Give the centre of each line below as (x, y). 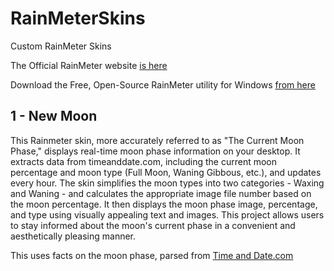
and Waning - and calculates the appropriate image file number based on (161, 193)
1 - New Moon (54, 116)
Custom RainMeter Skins (61, 46)
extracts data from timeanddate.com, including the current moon (144, 161)
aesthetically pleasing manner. (73, 236)
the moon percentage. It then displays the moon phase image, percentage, (164, 204)
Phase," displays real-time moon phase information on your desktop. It (155, 151)
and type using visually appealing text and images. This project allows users (167, 214)
